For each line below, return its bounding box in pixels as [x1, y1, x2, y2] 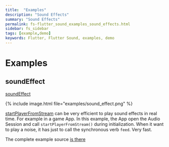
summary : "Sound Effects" [5, 17, 60, 22]
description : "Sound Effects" [5, 12, 70, 17]
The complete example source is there [5, 136, 86, 142]
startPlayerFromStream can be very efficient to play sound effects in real [5, 110, 157, 116]
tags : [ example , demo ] [5, 31, 51, 36]
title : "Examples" [5, 7, 47, 13]
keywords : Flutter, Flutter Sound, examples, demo [5, 36, 115, 41]
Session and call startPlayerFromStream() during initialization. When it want [5, 121, 164, 127]
